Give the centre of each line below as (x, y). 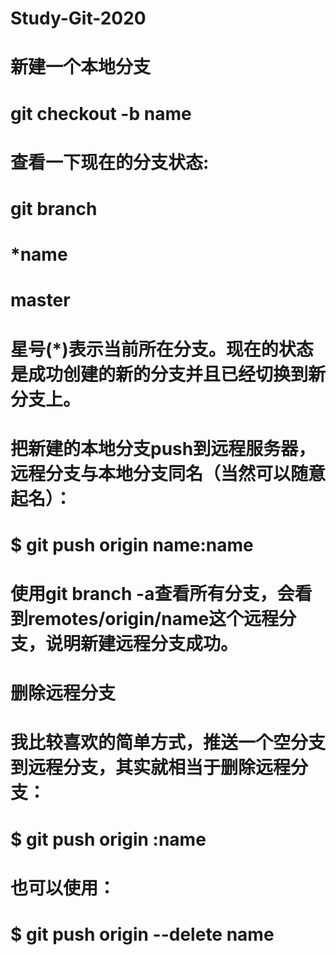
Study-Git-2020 (78, 18)
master (40, 300)
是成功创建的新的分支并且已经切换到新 (168, 374)
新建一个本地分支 (81, 67)
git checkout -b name (101, 113)
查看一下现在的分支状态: (110, 162)
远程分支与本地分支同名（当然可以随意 (168, 473)
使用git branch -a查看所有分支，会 (152, 594)
